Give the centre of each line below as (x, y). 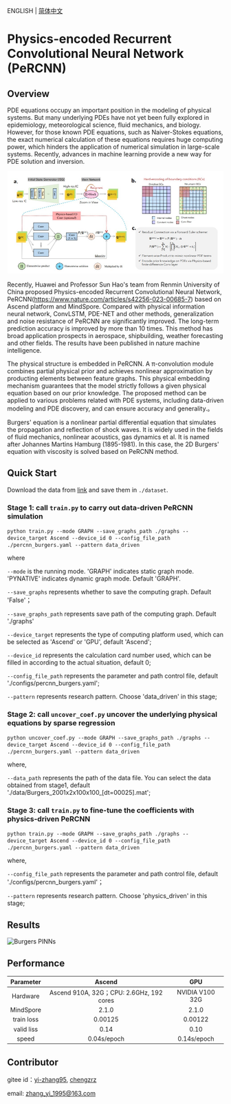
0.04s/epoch (106, 1039)
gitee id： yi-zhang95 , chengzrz (52, 1080)
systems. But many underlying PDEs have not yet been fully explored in (108, 117)
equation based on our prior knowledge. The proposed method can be (107, 393)
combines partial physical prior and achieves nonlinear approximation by (110, 371)
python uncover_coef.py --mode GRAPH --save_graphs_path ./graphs (104, 738)
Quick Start (32, 473)
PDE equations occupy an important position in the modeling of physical (109, 110)
